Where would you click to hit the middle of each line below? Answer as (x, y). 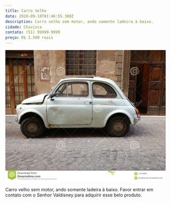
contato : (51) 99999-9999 (33, 32)
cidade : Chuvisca (24, 27)
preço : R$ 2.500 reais (29, 38)
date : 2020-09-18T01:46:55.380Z (39, 16)
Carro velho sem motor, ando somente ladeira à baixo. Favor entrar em (79, 190)
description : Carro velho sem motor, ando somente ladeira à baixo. (79, 21)
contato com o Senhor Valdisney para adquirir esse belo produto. (74, 195)
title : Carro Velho (26, 11)
